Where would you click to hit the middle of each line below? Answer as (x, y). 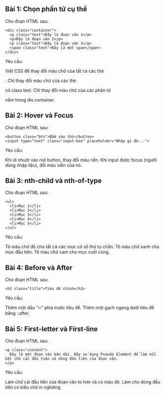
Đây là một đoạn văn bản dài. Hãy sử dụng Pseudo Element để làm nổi (83, 354)
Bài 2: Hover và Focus (39, 116)
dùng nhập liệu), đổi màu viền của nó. (44, 165)
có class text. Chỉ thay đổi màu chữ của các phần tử (58, 90)
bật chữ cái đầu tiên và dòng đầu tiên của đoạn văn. (62, 359)
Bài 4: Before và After (39, 267)
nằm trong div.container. (30, 99)
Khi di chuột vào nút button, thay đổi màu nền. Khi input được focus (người (81, 160)
